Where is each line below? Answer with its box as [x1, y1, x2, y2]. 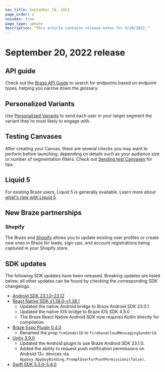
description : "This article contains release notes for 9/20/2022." [5, 26, 150, 31]
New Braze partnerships [5, 208, 82, 217]
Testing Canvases [5, 132, 62, 141]
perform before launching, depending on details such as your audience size [5, 151, 160, 157]
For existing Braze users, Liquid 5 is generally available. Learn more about [5, 189, 156, 195]
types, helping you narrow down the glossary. [5, 85, 99, 91]
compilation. [19, 319, 46, 325]
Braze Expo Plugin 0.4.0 [12, 324, 62, 330]
